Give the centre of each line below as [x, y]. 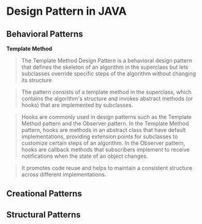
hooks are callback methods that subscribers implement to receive [105, 149]
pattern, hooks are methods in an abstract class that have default [103, 130]
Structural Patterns [43, 214]
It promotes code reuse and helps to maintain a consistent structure [107, 168]
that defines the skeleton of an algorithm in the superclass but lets [105, 67]
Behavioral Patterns [45, 34]
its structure [36, 80]
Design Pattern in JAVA [67, 11]
